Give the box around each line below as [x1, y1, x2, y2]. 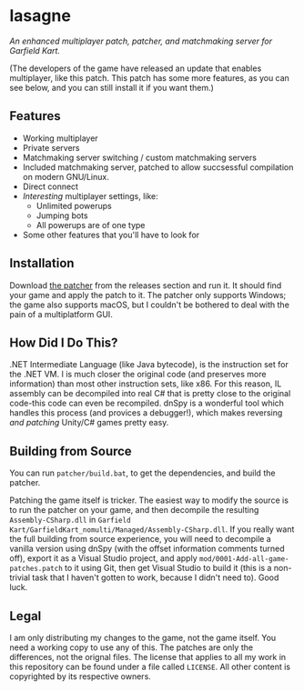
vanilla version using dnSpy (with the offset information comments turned [9, 543, 285, 555]
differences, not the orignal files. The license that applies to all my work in [9, 652, 287, 662]
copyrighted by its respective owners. [9, 671, 152, 682]
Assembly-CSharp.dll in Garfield [9, 515, 131, 526]
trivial [9, 572, 30, 583]
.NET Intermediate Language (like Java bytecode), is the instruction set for [9, 359, 289, 370]
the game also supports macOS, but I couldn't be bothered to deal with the [9, 299, 289, 310]
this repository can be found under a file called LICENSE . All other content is [9, 661, 291, 672]
